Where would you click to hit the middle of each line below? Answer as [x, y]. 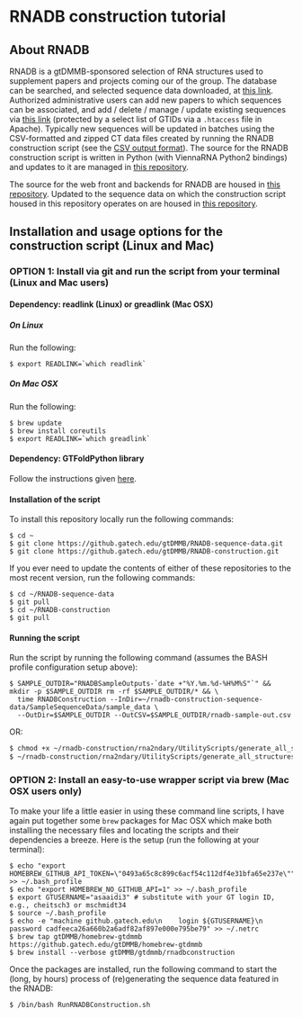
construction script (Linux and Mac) [112, 246]
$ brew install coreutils [58, 431]
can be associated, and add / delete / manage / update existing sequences [147, 109]
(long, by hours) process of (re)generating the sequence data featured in [144, 978]
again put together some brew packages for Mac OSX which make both [141, 820]
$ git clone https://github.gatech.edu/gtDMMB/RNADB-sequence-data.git [146, 544]
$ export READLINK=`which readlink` [78, 364]
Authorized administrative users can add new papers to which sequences [146, 100]
